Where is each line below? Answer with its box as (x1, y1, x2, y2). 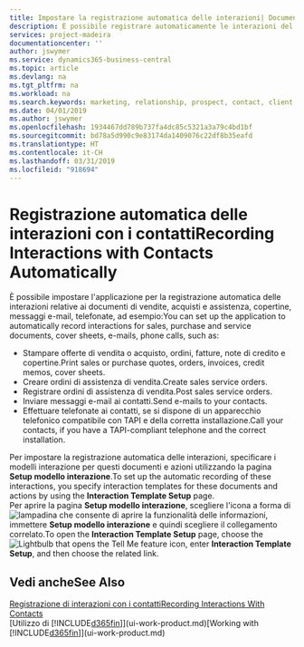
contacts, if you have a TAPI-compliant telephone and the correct (22, 425, 267, 436)
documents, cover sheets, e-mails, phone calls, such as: (9, 330, 220, 341)
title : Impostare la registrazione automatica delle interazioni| (9, 13, 265, 23)
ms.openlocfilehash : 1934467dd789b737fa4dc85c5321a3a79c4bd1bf (9, 123, 253, 132)
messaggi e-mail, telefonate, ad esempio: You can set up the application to (9, 311, 287, 322)
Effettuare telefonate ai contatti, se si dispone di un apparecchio (22, 405, 261, 417)
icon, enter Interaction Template (168, 538, 292, 549)
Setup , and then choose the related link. (9, 548, 159, 559)
